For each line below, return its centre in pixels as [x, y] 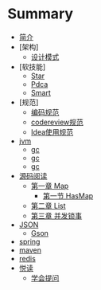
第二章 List [48, 206]
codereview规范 [57, 122]
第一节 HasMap [68, 195]
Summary [40, 14]
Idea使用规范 [52, 131]
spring [29, 241]
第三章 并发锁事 [56, 215]
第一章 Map [50, 186]
